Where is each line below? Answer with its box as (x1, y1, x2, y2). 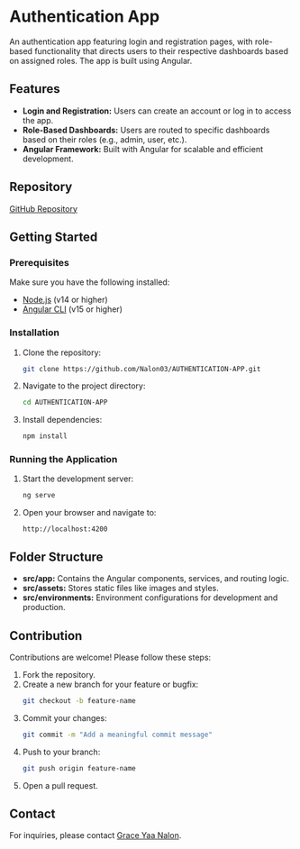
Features (9, 81, 60, 96)
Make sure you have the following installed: (9, 277, 170, 288)
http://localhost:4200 (22, 525, 108, 534)
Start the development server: (22, 473, 134, 484)
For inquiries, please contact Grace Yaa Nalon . (9, 830, 182, 841)
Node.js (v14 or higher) (22, 295, 108, 306)
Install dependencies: (22, 415, 103, 425)
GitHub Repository (9, 203, 78, 214)
